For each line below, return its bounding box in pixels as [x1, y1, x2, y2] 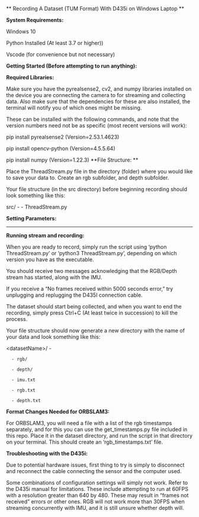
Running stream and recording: [6, 232, 85, 239]
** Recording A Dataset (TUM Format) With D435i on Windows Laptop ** [6, 5, 185, 12]
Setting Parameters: [6, 215, 57, 221]
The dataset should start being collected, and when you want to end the [6, 303, 182, 310]
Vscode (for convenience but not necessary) [6, 51, 115, 58]
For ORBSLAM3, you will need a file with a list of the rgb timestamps [6, 420, 172, 426]
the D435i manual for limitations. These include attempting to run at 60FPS [6, 486, 188, 492]
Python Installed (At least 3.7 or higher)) [6, 40, 104, 46]
